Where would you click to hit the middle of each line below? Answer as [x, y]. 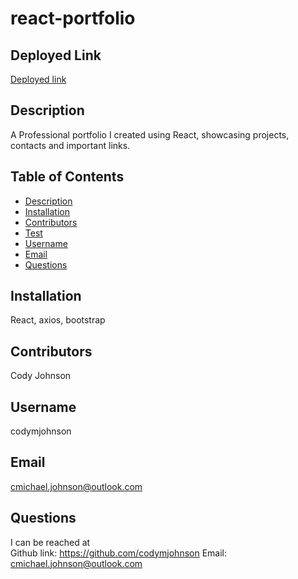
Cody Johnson [41, 376]
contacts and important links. [70, 145]
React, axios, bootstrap [58, 320]
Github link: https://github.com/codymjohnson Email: [118, 553]
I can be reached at [50, 542]
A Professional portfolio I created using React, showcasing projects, [150, 134]
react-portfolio [73, 18]
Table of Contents [67, 177]
